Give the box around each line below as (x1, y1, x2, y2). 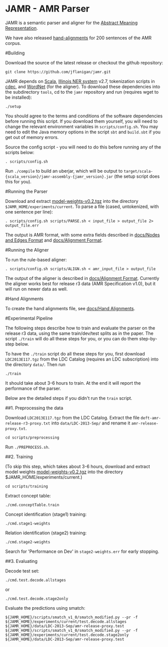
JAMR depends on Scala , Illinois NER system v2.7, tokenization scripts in (5, 78, 155, 84)
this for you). (5, 178, 32, 184)
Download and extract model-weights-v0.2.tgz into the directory (5, 198, 139, 204)
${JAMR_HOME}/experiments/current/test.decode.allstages (5, 619, 127, 624)
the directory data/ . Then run (5, 361, 66, 368)
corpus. (5, 40, 22, 46)
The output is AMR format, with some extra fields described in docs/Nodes (5, 232, 160, 238)
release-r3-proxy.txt (5, 421, 51, 426)
